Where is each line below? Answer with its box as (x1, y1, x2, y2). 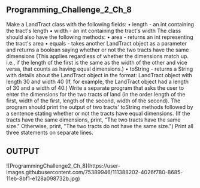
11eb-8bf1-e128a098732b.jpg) (6, 175, 80, 182)
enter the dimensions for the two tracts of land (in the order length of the (6, 90, 186, 98)
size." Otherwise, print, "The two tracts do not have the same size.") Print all (6, 122, 193, 129)
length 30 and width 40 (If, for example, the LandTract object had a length (6, 78, 189, 85)
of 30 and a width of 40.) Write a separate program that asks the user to (6, 84, 184, 92)
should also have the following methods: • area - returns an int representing (6, 33, 193, 41)
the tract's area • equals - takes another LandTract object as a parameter (6, 40, 187, 47)
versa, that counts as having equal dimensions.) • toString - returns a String (6, 65, 193, 72)
